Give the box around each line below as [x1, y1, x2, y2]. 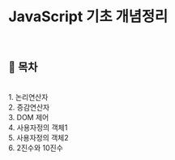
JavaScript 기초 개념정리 [8, 7, 169, 26]
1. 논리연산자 [8, 92, 49, 102]
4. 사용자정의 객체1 [8, 123, 68, 132]
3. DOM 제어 [8, 112, 49, 122]
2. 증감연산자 [8, 102, 50, 112]
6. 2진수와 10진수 [8, 143, 63, 153]
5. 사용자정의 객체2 [8, 132, 69, 142]
